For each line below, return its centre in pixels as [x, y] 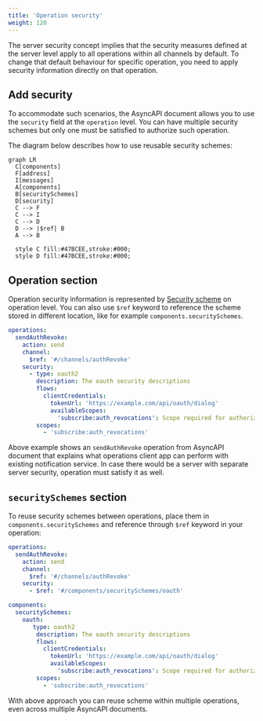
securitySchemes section [68, 497]
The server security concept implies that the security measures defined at [128, 45]
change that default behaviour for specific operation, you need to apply [123, 62]
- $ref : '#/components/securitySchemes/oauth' [106, 591]
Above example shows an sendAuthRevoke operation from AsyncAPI [116, 448]
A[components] [38, 188]
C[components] [38, 167]
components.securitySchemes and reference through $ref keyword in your [126, 525]
